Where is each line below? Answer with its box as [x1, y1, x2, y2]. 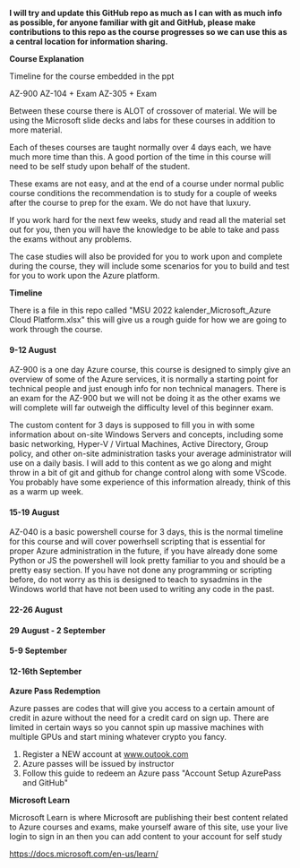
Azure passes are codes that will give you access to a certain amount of [9, 703, 276, 714]
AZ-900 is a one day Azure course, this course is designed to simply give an [9, 365, 291, 375]
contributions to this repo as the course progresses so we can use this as [9, 27, 287, 37]
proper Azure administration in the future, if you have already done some [9, 546, 279, 556]
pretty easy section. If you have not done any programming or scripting [9, 564, 273, 576]
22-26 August [9, 605, 63, 614]
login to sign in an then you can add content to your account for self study [9, 831, 283, 842]
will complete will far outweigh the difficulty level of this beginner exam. [9, 402, 274, 413]
